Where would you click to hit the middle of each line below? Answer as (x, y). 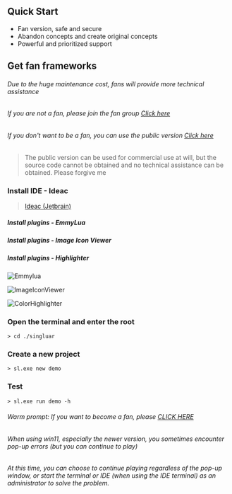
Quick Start (33, 12)
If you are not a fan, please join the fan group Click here (89, 113)
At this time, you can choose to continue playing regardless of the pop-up (115, 468)
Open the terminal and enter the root (71, 321)
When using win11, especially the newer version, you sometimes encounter (116, 439)
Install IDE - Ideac (38, 190)
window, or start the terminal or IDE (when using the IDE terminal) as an (112, 476)
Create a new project (44, 354)
